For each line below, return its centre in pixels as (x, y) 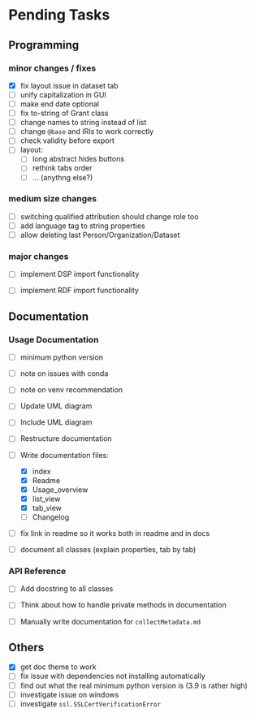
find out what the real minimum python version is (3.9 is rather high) (134, 685)
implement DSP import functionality (80, 274)
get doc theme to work (58, 667)
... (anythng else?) (63, 177)
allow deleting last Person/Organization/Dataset (100, 235)
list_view (46, 499)
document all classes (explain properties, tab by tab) (108, 550)
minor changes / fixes (52, 68)
